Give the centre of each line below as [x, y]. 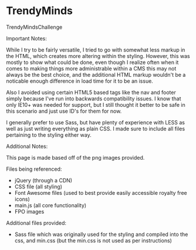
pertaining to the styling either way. [49, 135]
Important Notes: [26, 38]
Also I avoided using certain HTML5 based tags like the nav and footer [91, 92]
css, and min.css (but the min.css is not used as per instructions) [93, 240]
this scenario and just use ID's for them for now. [64, 111]
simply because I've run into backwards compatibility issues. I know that [94, 99]
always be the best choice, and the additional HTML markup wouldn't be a [96, 75]
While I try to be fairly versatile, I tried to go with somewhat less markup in [96, 50]
